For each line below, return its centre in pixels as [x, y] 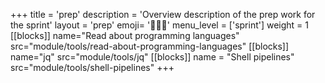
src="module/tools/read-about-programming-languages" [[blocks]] [150, 46]
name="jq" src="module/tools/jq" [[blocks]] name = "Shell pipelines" [152, 57]
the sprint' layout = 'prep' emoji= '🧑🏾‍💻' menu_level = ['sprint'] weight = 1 [160, 25]
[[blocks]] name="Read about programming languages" [125, 35]
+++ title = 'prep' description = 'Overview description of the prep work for [163, 14]
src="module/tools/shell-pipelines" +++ [92, 67]
